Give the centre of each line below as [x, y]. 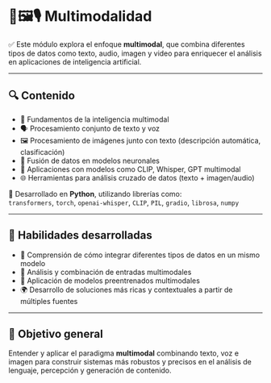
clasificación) [42, 152]
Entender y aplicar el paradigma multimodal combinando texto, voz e [124, 353]
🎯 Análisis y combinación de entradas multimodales [106, 272]
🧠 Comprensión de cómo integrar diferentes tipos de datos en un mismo [140, 255]
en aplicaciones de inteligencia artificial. [75, 61]
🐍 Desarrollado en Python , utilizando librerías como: [95, 194]
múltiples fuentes [49, 301]
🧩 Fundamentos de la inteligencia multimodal [94, 119]
